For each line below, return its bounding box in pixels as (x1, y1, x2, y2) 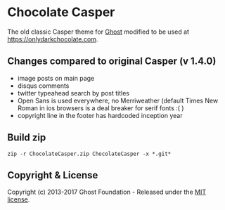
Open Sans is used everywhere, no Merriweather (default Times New (17, 96, 219, 105)
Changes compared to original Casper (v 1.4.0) (7, 55, 217, 67)
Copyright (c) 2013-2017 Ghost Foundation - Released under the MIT (7, 188, 206, 197)
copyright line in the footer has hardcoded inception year (17, 111, 183, 119)
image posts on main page (17, 74, 95, 82)
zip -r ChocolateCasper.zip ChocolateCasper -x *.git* (7, 150, 172, 157)
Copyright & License (7, 169, 98, 181)
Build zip (7, 131, 46, 144)
